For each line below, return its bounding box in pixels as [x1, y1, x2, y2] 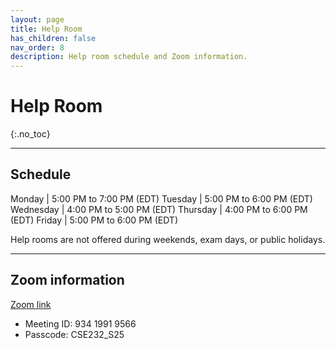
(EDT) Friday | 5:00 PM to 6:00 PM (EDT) [10, 214, 179, 226]
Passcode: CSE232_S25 [24, 328, 125, 340]
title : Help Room [10, 24, 83, 34]
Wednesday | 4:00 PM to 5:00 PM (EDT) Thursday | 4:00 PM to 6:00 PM [10, 203, 308, 215]
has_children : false [10, 33, 97, 43]
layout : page [10, 14, 65, 25]
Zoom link [10, 298, 52, 310]
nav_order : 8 [10, 42, 65, 53]
